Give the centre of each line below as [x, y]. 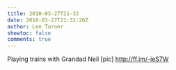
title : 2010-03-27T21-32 [43, 14]
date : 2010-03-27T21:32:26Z [48, 20]
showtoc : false [29, 33]
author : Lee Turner [35, 26]
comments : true [29, 40]
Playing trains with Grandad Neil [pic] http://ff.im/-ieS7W [88, 59]
